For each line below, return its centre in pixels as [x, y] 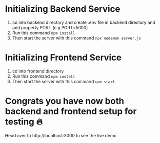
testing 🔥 [24, 122]
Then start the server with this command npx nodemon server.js [77, 38]
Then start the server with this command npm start [63, 81]
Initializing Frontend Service [63, 58]
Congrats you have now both [65, 101]
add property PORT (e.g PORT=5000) [50, 27]
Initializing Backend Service [63, 9]
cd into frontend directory [38, 71]
